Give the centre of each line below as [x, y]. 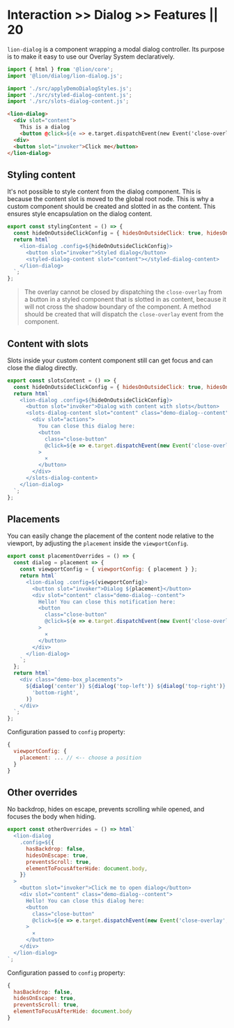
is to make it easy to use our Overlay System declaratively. [91, 57]
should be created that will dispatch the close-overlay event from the [124, 314]
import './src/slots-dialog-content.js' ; [68, 101]
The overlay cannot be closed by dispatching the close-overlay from [123, 292]
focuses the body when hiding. [52, 816]
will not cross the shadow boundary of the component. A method [117, 307]
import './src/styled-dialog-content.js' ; [70, 95]
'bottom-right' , [56, 692]
